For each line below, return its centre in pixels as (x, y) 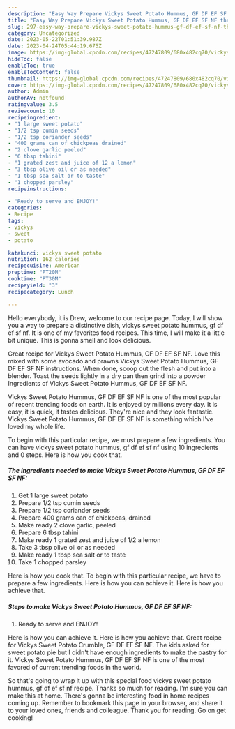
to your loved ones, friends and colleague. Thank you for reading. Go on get (117, 711)
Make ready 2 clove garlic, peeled (67, 525)
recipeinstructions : (38, 189)
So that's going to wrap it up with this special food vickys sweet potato (109, 681)
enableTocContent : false (44, 72)
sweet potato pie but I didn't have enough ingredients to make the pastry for (117, 652)
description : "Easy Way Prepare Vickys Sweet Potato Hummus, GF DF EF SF (117, 14)
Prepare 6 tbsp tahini (48, 533)
